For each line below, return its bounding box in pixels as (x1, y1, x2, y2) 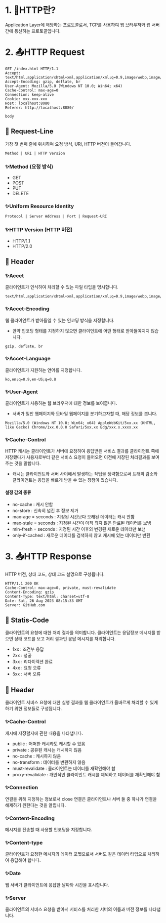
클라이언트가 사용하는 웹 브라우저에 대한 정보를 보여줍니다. (5, 400, 118, 406)
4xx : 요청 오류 (12, 665, 41, 671)
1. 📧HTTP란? (5, 4, 56, 16)
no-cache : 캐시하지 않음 (12, 753, 61, 759)
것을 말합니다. (14, 461, 41, 466)
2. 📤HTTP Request (5, 46, 85, 58)
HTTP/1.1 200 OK (5, 581, 39, 586)
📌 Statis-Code (5, 616, 49, 624)
